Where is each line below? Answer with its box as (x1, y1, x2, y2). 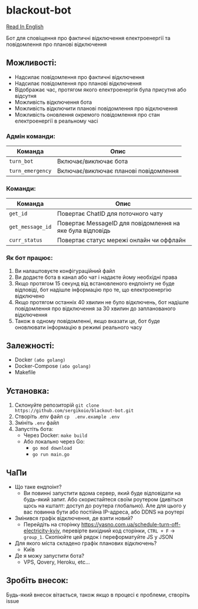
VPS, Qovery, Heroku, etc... (23, 558, 90, 566)
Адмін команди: (6, 132, 56, 140)
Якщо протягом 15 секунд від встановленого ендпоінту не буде (14, 279, 175, 287)
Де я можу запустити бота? (14, 552, 84, 559)
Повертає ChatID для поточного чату (57, 210, 163, 218)
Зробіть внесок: (6, 575, 69, 585)
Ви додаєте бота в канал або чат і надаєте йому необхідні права (14, 274, 178, 281)
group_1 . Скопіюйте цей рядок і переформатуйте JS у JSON (23, 534, 173, 541)
